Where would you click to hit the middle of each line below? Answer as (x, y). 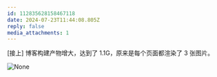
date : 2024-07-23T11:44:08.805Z (53, 20)
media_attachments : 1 (38, 33)
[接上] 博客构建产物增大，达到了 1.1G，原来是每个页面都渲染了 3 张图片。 (111, 53)
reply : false (26, 26)
